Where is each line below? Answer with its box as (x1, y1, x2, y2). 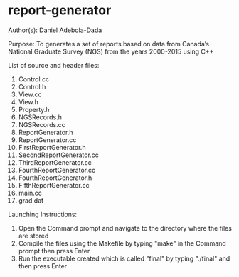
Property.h (18, 105, 50, 114)
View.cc (18, 90, 42, 99)
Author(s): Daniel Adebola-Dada (8, 26, 102, 34)
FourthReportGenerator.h (18, 173, 92, 182)
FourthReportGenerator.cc (18, 166, 95, 174)
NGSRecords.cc (18, 120, 66, 129)
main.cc (18, 188, 42, 197)
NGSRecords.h (18, 113, 63, 121)
